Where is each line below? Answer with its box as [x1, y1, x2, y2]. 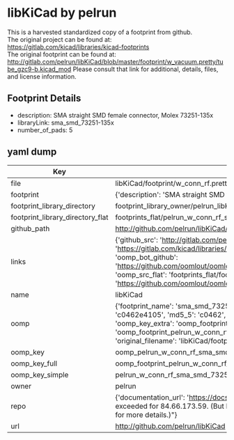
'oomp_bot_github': [114, 252, 178, 262]
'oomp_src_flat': [114, 269, 167, 279]
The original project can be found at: [7, 35, 112, 43]
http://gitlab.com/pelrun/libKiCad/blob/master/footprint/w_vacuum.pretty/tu [7, 57, 224, 65]
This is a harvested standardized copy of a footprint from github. [7, 28, 193, 36]
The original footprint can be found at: [7, 50, 116, 58]
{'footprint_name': [114, 301, 174, 311]
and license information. [7, 72, 77, 81]
